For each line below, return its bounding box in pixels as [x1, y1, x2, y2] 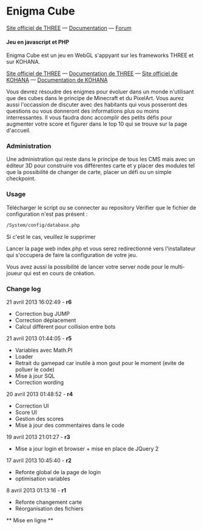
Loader [15, 353, 33, 360]
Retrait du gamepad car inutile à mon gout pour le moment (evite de [15, 359, 185, 366]
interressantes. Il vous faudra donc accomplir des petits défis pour [6, 114, 173, 121]
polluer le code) [15, 366, 55, 373]
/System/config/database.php [6, 222, 80, 228]
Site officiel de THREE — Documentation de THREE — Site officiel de [6, 70, 178, 77]
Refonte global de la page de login [15, 468, 101, 475]
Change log [6, 284, 41, 293]
